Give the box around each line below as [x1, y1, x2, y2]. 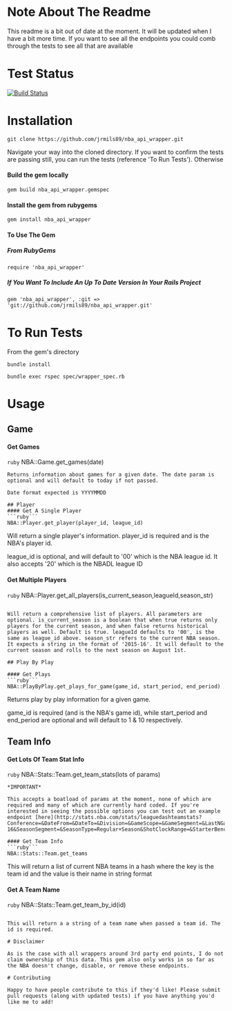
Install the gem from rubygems [7, 201, 98, 209]
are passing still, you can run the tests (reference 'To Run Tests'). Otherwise [7, 155, 224, 163]
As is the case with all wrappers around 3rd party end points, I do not [7, 950, 224, 957]
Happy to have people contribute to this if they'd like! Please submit [7, 987, 221, 994]
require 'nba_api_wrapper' [7, 264, 85, 271]
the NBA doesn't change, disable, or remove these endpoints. [7, 963, 190, 970]
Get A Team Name [7, 885, 60, 894]
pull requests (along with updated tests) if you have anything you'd [7, 992, 215, 1000]
